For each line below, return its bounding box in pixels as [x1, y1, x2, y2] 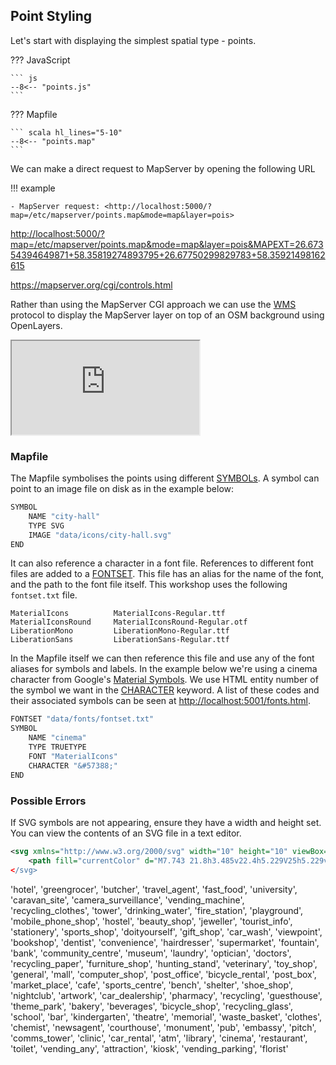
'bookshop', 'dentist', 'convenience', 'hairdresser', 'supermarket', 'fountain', [10, 936, 320, 948]
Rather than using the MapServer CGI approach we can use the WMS [10, 298, 297, 310]
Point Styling [10, 8, 93, 25]
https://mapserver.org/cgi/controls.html [10, 279, 173, 291]
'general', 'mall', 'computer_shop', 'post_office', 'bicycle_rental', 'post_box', [10, 968, 317, 980]
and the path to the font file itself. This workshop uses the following [10, 579, 288, 591]
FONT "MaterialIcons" [28, 751, 118, 761]
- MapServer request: [10, 201, 101, 211]
